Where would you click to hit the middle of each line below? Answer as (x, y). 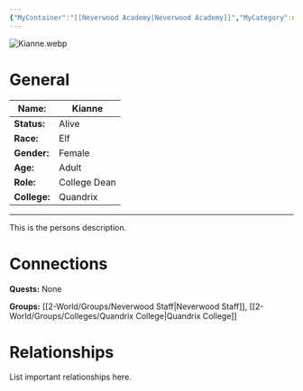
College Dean (87, 182)
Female (74, 152)
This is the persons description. (68, 227)
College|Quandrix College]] (186, 315)
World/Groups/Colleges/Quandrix (72, 315)
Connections (59, 264)
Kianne (87, 108)
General (40, 80)
